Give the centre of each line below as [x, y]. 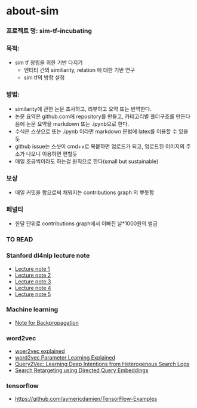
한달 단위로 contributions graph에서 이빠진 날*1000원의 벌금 [86, 223]
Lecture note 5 [33, 294]
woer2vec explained [40, 351]
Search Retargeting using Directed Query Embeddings [81, 370]
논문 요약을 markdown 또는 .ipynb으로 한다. [78, 123]
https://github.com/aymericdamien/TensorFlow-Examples [86, 399]
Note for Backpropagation [47, 322]
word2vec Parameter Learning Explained [65, 358]
